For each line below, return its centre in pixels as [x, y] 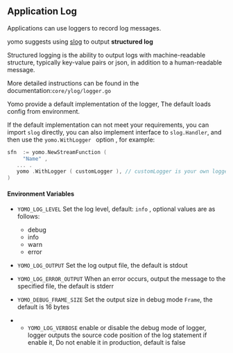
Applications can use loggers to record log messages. [84, 28]
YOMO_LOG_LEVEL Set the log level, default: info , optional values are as [116, 209]
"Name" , [35, 159]
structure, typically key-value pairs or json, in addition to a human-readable [115, 62]
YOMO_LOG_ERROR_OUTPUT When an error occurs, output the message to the [121, 279]
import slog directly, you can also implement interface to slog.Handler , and [114, 132]
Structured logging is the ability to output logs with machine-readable [106, 55]
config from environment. [44, 111]
